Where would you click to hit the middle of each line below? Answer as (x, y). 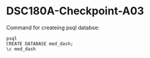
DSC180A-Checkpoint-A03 (75, 11)
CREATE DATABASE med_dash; (40, 44)
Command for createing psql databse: (53, 28)
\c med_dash (21, 49)
